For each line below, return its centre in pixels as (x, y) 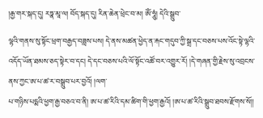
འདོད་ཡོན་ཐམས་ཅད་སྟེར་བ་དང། (47, 61)
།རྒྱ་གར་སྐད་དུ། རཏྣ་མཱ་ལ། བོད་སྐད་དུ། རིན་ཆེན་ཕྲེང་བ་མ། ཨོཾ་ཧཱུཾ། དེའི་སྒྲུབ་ (95, 13)
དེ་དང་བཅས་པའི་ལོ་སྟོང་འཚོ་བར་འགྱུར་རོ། (138, 61)
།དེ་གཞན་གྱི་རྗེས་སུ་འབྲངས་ (222, 61)
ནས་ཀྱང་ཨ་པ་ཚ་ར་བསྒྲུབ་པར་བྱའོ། (51, 81)
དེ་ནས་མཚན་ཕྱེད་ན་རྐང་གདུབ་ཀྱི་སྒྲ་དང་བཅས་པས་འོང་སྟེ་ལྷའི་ (180, 41)
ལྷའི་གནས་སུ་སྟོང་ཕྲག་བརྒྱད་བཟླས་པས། (56, 41)
